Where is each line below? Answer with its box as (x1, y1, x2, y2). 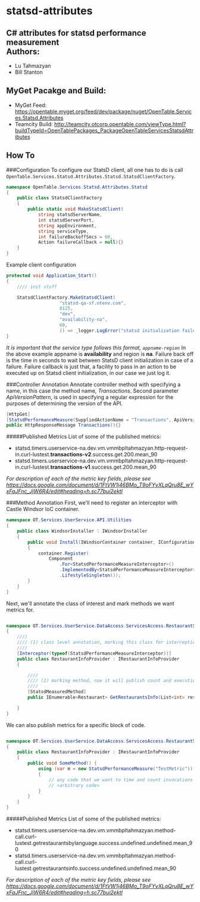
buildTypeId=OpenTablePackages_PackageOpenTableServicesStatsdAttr (14, 127, 194, 134)
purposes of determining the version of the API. (6, 400, 123, 407)
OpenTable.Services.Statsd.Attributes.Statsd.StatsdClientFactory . (6, 173, 176, 180)
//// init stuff (17, 284, 58, 290)
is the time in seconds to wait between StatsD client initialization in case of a (6, 356, 193, 364)
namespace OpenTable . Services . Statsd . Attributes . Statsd (6, 184, 148, 190)
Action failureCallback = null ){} (37, 239, 124, 245)
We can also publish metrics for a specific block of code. (6, 721, 146, 728)
